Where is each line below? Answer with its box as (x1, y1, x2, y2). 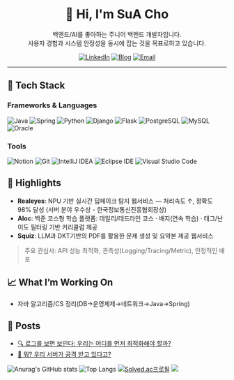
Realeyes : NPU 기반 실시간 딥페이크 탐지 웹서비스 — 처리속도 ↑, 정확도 (17, 197, 214, 205)
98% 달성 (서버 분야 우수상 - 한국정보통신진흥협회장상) (17, 205, 167, 213)
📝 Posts (7, 320, 41, 332)
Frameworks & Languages (7, 100, 97, 110)
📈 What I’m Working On (7, 277, 114, 289)
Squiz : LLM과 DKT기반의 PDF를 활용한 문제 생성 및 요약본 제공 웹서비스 (17, 231, 214, 240)
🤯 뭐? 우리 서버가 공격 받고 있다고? (17, 350, 111, 358)
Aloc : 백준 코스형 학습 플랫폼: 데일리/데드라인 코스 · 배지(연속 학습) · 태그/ (17, 214, 218, 222)
